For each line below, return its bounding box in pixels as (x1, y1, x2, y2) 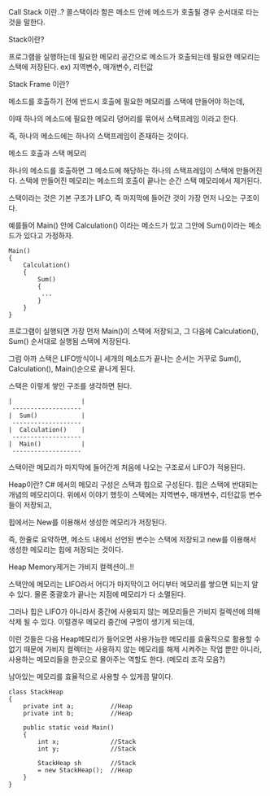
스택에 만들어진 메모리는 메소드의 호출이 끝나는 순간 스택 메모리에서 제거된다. (19, 176, 263, 185)
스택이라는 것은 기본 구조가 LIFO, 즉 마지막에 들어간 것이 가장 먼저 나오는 (8, 194, 238, 202)
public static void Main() (23, 724, 115, 732)
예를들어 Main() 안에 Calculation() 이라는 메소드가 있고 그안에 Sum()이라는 (8, 220, 246, 230)
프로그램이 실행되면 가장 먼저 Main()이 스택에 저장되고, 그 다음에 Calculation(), (8, 326, 259, 336)
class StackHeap (8, 688, 63, 696)
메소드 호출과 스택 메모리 (8, 149, 87, 158)
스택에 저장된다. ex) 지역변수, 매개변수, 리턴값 (8, 62, 154, 72)
